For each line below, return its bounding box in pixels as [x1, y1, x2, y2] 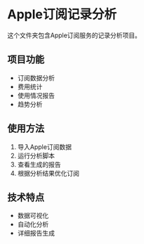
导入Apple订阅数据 [17, 142, 72, 151]
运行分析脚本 [17, 151, 55, 160]
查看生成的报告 [17, 160, 61, 169]
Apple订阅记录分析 [7, 6, 117, 23]
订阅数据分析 [17, 73, 55, 82]
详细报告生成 [17, 229, 55, 238]
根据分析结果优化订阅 [17, 169, 79, 177]
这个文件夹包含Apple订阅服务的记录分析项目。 [7, 31, 142, 39]
